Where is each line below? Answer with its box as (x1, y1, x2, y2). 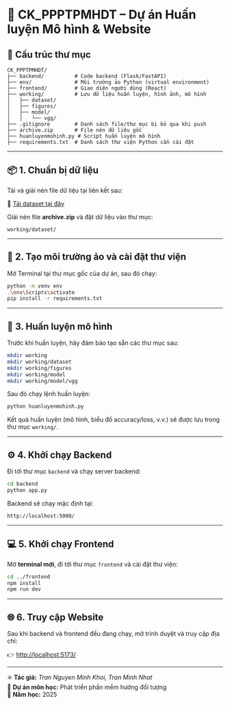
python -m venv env (7, 282, 63, 289)
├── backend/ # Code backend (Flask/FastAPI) (7, 73, 167, 79)
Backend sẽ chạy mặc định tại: (7, 499, 94, 507)
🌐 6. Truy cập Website (7, 611, 104, 623)
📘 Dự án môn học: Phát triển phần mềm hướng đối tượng (7, 683, 167, 691)
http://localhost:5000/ (7, 512, 75, 519)
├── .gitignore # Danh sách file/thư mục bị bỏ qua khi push (7, 121, 207, 127)
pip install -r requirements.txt (7, 295, 103, 302)
